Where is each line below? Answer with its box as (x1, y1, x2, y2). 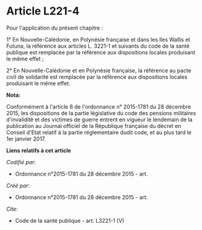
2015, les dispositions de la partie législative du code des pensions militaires (6, 109, 197, 117)
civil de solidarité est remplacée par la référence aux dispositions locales (6, 73, 187, 80)
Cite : (6, 205, 18, 212)
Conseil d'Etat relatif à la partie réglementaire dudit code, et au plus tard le (6, 129, 192, 136)
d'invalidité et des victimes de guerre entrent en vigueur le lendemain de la (6, 116, 193, 123)
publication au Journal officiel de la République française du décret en (6, 122, 181, 129)
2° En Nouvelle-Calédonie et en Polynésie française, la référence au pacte (6, 66, 192, 74)
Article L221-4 (6, 4, 80, 18)
